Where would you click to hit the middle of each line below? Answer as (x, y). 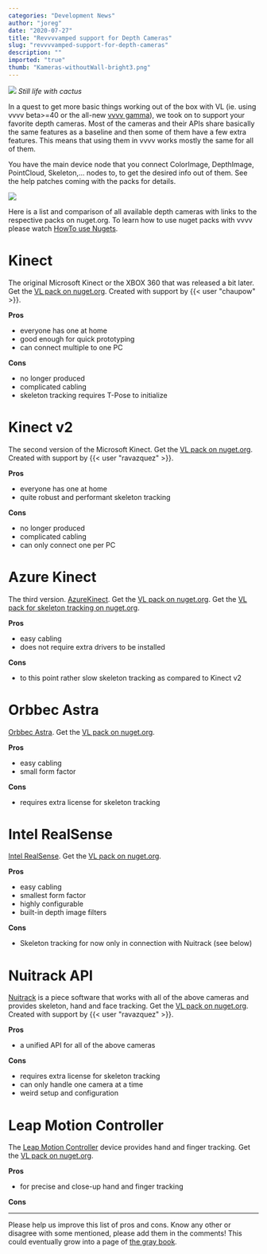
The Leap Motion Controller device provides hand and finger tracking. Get (129, 1147)
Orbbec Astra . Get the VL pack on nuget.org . (81, 732)
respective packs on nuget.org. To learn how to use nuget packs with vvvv (130, 220)
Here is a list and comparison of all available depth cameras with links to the (133, 211)
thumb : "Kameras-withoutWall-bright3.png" (79, 68)
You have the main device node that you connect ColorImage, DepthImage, (131, 164)
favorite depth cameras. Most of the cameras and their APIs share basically (132, 123)
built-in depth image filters (63, 912)
